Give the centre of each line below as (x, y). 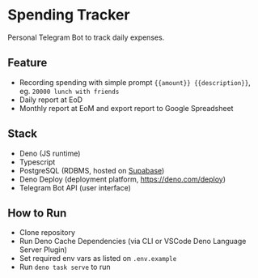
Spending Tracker (69, 15)
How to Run (37, 213)
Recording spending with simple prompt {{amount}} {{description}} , (135, 82)
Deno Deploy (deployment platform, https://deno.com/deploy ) (123, 179)
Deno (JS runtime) (50, 153)
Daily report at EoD (51, 100)
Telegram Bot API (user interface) (75, 187)
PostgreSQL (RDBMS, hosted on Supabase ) (92, 170)
